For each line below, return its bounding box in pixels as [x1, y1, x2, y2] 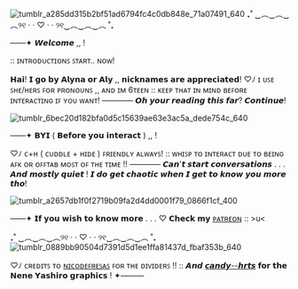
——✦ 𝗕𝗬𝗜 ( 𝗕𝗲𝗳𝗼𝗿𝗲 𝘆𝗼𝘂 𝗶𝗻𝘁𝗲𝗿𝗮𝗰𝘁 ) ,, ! [10, 130, 158, 140]
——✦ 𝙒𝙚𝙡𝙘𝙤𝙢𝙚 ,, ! [10, 37, 86, 48]
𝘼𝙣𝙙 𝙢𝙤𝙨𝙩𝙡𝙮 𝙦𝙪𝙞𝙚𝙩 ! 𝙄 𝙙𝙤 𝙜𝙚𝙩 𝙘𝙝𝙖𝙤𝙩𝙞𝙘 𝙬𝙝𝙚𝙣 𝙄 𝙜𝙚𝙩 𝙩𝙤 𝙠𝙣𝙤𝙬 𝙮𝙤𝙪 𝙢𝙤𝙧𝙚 [10, 168, 286, 179]
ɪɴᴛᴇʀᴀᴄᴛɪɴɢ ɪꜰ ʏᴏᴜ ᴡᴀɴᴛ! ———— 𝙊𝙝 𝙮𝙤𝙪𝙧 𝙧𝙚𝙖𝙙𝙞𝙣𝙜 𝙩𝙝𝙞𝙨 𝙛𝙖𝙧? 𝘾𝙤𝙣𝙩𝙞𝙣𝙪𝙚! [10, 95, 286, 105]
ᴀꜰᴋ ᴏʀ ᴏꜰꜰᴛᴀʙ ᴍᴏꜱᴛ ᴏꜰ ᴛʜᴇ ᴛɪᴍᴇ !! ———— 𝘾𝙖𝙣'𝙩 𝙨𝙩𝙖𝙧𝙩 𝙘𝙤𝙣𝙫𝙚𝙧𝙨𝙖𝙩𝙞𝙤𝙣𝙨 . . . [10, 159, 286, 169]
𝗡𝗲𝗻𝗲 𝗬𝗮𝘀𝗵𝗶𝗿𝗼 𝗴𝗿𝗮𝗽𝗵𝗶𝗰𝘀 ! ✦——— [10, 270, 145, 280]
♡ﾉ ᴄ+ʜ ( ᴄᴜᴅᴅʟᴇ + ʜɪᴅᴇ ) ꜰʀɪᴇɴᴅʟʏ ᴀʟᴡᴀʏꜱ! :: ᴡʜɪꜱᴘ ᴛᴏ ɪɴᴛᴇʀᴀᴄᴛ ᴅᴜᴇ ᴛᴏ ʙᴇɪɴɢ [10, 148, 285, 159]
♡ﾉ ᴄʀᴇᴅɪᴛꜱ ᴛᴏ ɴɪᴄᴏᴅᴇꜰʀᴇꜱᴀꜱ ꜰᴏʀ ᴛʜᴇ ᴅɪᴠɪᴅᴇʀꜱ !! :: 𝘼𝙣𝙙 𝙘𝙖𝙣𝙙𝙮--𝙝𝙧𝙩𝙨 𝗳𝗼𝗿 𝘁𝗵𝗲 [10, 261, 287, 270]
